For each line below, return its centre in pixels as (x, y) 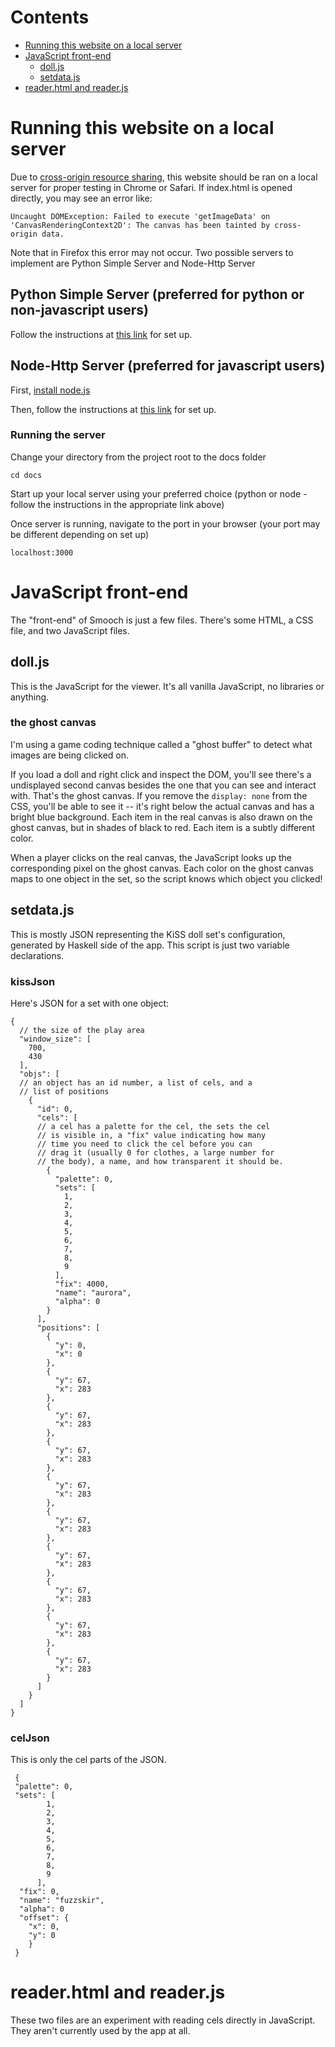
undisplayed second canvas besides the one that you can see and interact (163, 785)
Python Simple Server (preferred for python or (157, 294)
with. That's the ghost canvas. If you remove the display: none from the (159, 795)
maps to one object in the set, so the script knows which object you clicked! (166, 878)
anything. (30, 697)
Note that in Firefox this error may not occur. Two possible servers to (152, 252)
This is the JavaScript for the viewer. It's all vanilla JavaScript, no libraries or (167, 686)
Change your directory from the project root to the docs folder (138, 457)
